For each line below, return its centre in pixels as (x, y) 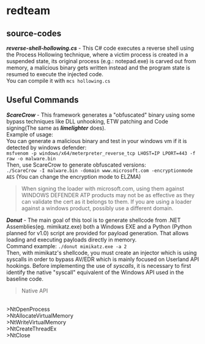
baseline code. (25, 279)
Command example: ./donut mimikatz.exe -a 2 (67, 246)
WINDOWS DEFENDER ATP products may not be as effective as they (108, 195)
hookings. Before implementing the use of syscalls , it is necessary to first (99, 265)
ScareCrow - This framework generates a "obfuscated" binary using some (101, 115)
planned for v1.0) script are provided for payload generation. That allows (98, 233)
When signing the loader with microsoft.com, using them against (103, 189)
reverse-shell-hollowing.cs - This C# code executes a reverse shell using (100, 48)
